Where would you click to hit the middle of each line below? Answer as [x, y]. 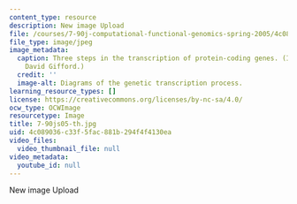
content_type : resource [53, 17]
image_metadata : [39, 50]
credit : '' [37, 75]
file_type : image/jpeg [51, 42]
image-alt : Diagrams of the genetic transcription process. [130, 83]
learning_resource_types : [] [63, 91]
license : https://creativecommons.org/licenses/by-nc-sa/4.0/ [126, 99]
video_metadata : [39, 157]
